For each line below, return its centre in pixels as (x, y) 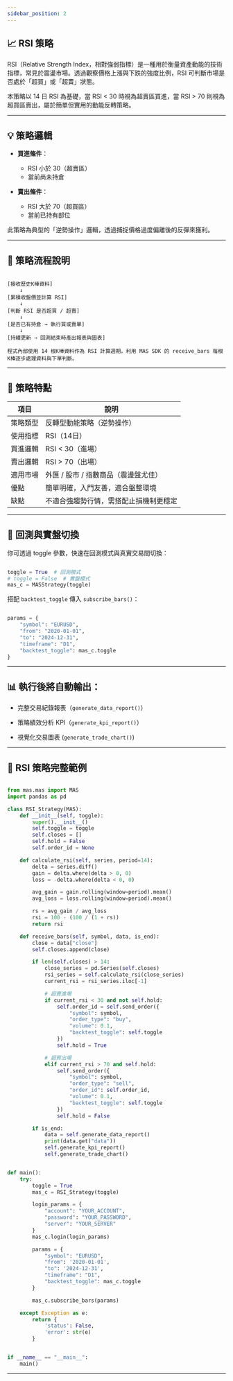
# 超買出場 (58, 1058)
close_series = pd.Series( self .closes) (102, 969)
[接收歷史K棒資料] (30, 284)
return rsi (48, 924)
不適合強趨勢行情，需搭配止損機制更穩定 (112, 501)
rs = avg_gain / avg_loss (70, 911)
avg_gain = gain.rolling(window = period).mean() (102, 892)
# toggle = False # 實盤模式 (49, 579)
